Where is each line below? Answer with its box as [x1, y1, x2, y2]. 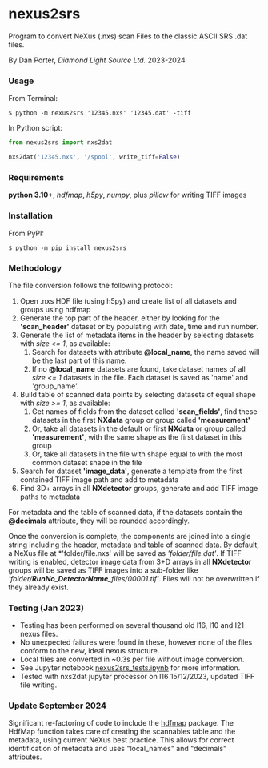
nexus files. [19, 629, 58, 639]
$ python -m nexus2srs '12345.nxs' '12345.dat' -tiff [8, 109, 192, 117]
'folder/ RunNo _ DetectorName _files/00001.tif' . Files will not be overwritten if [8, 573, 260, 583]
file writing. [19, 680, 58, 690]
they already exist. [8, 582, 70, 592]
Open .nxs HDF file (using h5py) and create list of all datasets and [19, 296, 238, 305]
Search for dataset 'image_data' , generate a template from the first [19, 466, 242, 476]
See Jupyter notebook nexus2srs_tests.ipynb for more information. [19, 663, 241, 673]
